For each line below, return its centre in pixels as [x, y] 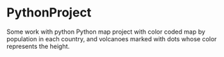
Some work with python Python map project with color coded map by [106, 32]
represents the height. [38, 46]
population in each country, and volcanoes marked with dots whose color [112, 38]
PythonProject [49, 13]
